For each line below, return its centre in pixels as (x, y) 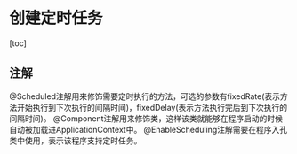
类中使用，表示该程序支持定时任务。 (76, 140)
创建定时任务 (56, 18)
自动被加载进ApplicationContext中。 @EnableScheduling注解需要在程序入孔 (148, 129)
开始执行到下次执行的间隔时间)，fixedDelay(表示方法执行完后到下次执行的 (152, 107)
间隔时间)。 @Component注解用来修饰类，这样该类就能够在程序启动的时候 (146, 118)
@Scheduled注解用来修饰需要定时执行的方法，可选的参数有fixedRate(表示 (145, 96)
